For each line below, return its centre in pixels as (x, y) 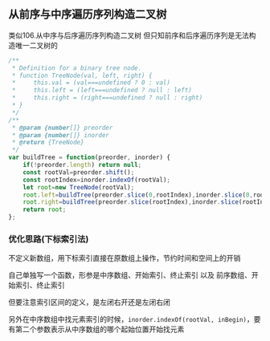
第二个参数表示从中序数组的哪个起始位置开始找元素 (100, 329)
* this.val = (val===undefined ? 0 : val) (91, 83)
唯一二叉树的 (36, 45)
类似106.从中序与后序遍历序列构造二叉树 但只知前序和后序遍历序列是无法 (129, 35)
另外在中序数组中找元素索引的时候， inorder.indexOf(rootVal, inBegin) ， (131, 319)
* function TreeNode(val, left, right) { (82, 75)
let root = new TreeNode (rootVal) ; (79, 187)
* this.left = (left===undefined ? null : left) (102, 91)
